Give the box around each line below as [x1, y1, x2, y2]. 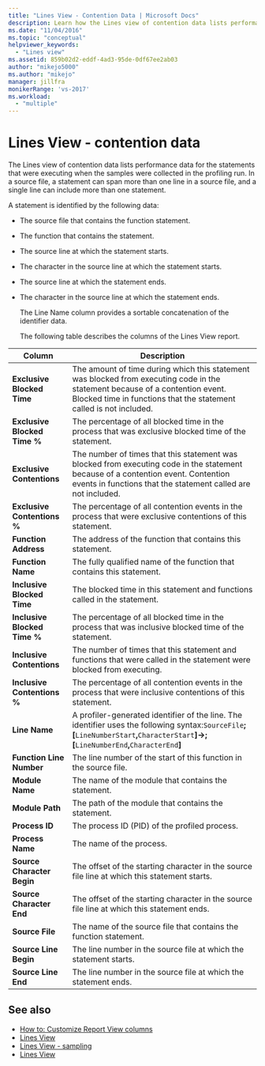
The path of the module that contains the [72, 798, 223, 809]
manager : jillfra [8, 77, 65, 85]
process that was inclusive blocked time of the [72, 622, 244, 633]
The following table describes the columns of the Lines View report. [19, 331, 241, 341]
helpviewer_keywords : [8, 41, 80, 49]
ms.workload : [8, 93, 51, 100]
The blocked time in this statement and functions [72, 584, 253, 595]
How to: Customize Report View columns [19, 1024, 153, 1034]
